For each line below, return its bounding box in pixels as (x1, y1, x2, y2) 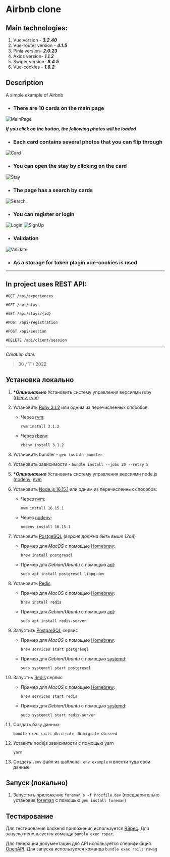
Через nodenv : (20, 514, 52, 520)
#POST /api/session (6, 328, 47, 334)
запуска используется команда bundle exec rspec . (6, 831, 115, 837)
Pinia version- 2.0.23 (13, 48, 58, 54)
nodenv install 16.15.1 (20, 524, 71, 529)
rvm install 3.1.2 (20, 423, 60, 429)
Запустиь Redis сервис (13, 674, 63, 680)
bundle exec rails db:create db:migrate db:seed (13, 731, 118, 736)
